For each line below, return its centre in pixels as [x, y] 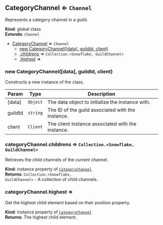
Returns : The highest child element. [41, 217]
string [35, 113]
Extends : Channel [22, 34]
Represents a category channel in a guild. [47, 19]
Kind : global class [23, 29]
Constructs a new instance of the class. [45, 82]
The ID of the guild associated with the [91, 110]
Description [101, 94]
